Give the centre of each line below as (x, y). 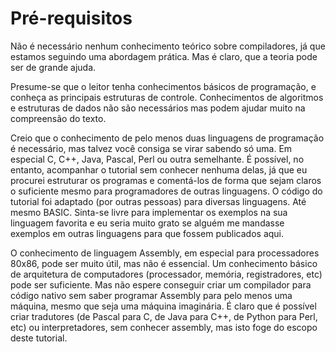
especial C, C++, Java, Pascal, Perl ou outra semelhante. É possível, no (157, 159)
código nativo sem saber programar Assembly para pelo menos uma (151, 295)
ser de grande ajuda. (53, 67)
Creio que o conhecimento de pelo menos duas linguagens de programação (167, 138)
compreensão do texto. (58, 118)
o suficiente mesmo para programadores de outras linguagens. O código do (166, 191)
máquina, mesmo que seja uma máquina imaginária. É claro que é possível (163, 306)
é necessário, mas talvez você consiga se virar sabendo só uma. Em (151, 148)
